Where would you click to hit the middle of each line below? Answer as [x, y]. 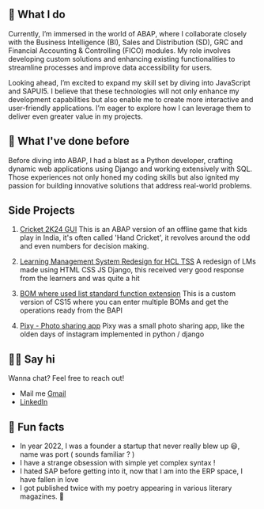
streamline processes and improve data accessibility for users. [110, 67]
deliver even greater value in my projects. [76, 116]
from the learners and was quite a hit [79, 279]
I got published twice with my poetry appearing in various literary [126, 488]
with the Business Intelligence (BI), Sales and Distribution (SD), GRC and [126, 42]
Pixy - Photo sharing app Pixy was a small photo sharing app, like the [132, 326]
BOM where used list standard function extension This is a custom [128, 294]
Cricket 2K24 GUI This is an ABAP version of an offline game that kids [133, 230]
